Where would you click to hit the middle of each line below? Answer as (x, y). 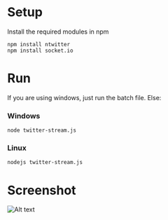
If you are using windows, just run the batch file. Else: (84, 97)
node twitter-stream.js (42, 130)
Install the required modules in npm (58, 32)
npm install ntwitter (39, 44)
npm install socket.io (40, 50)
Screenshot (42, 190)
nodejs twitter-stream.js (45, 163)
